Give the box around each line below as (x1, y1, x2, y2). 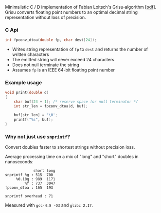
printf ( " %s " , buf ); (14, 117, 54, 122)
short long (33, 168, 55, 173)
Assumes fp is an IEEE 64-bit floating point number (12, 67, 115, 73)
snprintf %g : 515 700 (5, 172, 54, 177)
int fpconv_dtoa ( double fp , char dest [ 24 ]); (5, 37, 97, 43)
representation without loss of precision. (5, 15, 86, 20)
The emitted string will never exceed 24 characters (12, 57, 114, 63)
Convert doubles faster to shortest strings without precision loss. (5, 144, 135, 150)
